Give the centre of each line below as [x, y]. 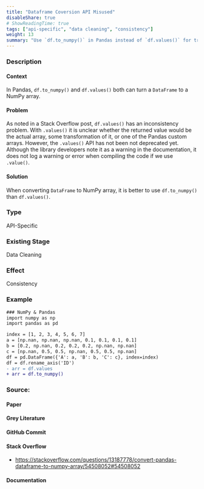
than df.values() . [28, 196]
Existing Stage [28, 241]
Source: [18, 390]
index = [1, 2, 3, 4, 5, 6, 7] [46, 335]
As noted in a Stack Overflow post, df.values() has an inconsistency [93, 124]
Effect [15, 271]
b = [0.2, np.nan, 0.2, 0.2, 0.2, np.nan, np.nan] [72, 346]
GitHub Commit [26, 432]
